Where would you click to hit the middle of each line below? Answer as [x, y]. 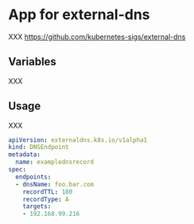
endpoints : [33, 177]
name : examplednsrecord [54, 162]
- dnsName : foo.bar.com [54, 184]
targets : [37, 206]
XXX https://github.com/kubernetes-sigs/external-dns [97, 37]
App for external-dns [79, 15]
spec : [17, 170]
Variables [33, 62]
